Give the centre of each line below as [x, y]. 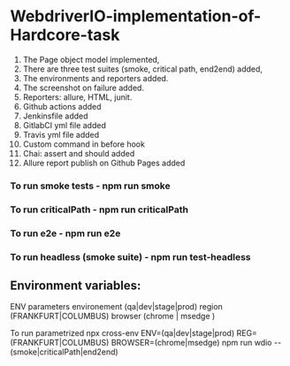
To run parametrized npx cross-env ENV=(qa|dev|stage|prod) [122, 333]
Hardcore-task [65, 35]
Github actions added [62, 106]
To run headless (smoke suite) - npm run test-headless [130, 256]
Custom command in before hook [84, 144]
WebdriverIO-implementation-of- [136, 16]
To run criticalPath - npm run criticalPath [99, 210]
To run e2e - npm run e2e [65, 233]
